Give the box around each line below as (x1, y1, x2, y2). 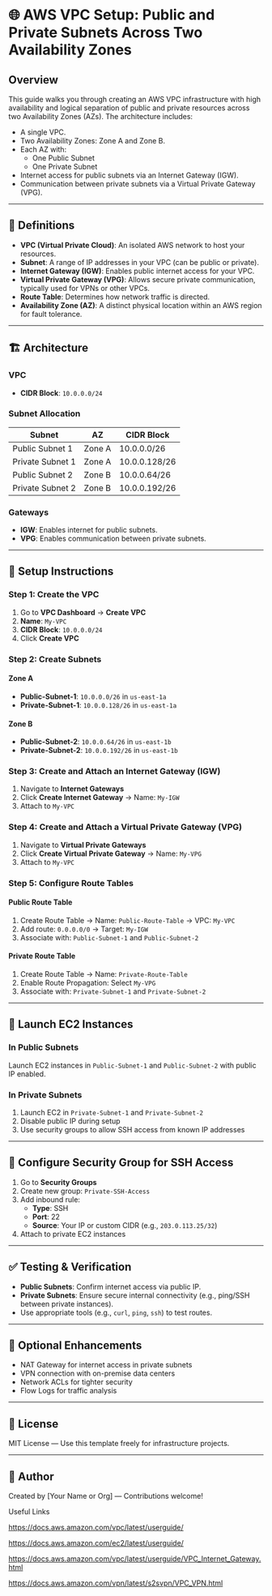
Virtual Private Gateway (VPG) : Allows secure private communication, (19, 274, 257, 285)
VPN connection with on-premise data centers (19, 1368, 176, 1379)
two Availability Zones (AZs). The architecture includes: (8, 112, 193, 121)
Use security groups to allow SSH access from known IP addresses (19, 1125, 245, 1135)
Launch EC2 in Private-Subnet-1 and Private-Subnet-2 (19, 1108, 204, 1118)
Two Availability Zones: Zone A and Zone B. (19, 136, 166, 145)
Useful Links (8, 1507, 50, 1517)
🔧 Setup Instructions (8, 565, 114, 579)
